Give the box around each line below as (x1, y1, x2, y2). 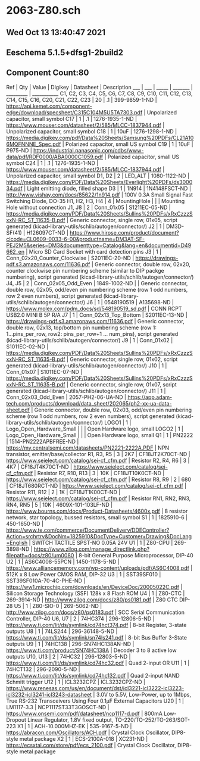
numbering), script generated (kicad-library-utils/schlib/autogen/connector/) (6, 273, 194, 280)
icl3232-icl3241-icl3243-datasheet (6, 691, 92, 698)
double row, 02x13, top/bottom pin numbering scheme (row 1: (6, 324, 157, 331)
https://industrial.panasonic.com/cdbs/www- (33, 146, 144, 154)
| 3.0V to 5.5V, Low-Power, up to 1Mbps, (93, 691, 192, 698)
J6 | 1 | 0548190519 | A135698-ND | (86, 298, 174, 305)
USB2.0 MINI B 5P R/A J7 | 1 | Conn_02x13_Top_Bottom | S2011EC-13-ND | (6, 311, 187, 319)
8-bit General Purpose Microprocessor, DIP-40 (78, 551, 193, 559)
